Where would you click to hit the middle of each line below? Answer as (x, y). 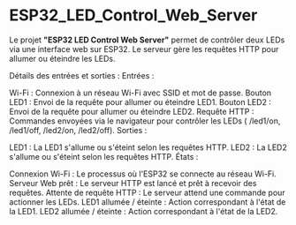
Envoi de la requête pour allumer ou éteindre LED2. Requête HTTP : (132, 111)
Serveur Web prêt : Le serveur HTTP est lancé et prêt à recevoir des (133, 183)
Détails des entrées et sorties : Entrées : (82, 75)
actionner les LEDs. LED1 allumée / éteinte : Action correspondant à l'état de (148, 202)
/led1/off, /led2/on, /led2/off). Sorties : (78, 130)
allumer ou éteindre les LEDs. (63, 58)
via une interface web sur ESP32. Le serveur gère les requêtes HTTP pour (144, 49)
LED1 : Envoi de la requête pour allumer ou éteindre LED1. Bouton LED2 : (140, 101)
